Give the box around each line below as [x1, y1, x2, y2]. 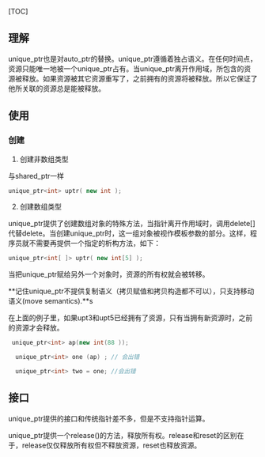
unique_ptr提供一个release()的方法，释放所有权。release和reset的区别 [8, 430, 237, 440]
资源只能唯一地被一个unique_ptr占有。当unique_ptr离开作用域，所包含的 [8, 63, 244, 74]
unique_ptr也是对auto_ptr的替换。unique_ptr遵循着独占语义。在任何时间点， [8, 54, 257, 63]
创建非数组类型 [19, 154, 69, 164]
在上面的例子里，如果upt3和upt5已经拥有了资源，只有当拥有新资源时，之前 [8, 313, 253, 323]
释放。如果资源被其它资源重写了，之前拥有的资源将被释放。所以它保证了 [21, 74, 258, 83]
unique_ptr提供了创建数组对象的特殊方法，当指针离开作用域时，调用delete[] [8, 219, 256, 228]
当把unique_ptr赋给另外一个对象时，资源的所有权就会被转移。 [8, 270, 210, 279]
